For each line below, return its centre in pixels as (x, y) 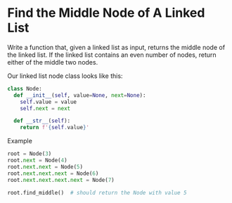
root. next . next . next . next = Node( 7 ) (61, 180)
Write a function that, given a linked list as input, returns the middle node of (116, 47)
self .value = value (49, 102)
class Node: (25, 89)
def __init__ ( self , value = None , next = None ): (80, 95)
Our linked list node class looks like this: (65, 76)
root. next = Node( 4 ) (38, 161)
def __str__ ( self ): (42, 121)
